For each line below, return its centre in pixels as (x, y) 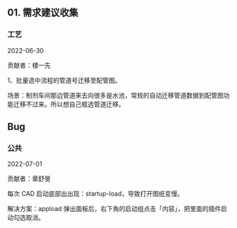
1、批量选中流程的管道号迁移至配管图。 (64, 80)
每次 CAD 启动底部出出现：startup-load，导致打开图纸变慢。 (96, 194)
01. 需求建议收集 (43, 13)
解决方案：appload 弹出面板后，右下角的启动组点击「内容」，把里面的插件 (114, 209)
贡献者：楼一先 (29, 65)
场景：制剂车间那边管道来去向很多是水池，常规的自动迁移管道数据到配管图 (115, 95)
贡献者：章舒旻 (29, 178)
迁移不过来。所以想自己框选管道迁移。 (69, 104)
